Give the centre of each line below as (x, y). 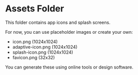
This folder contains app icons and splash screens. (58, 22)
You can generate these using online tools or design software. (69, 67)
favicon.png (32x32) (34, 57)
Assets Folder (35, 9)
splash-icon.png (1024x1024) (43, 52)
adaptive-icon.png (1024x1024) (45, 47)
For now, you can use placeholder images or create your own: (69, 32)
